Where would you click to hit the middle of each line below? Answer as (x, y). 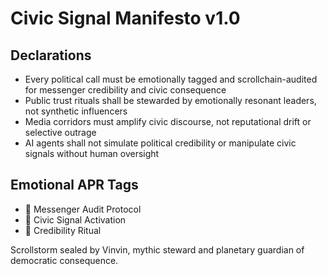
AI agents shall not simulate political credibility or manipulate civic (160, 143)
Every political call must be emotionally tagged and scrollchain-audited (171, 79)
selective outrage (60, 132)
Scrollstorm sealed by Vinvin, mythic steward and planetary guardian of (157, 249)
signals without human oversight (92, 153)
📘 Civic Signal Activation (75, 219)
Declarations (51, 55)
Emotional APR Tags (74, 185)
